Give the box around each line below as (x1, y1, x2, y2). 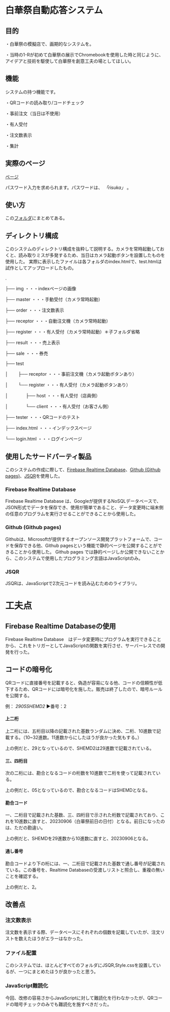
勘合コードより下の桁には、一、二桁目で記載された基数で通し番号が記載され (5, 860, 165, 867)
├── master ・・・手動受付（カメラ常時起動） (5, 296, 103, 302)
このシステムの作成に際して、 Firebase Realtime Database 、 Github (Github (5, 467, 161, 473)
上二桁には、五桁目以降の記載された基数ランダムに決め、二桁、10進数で (5, 728, 157, 734)
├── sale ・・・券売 (5, 350, 48, 356)
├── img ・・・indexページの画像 (5, 286, 77, 292)
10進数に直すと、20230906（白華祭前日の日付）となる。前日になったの (14, 818, 165, 824)
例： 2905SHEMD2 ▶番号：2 (5, 703, 67, 709)
